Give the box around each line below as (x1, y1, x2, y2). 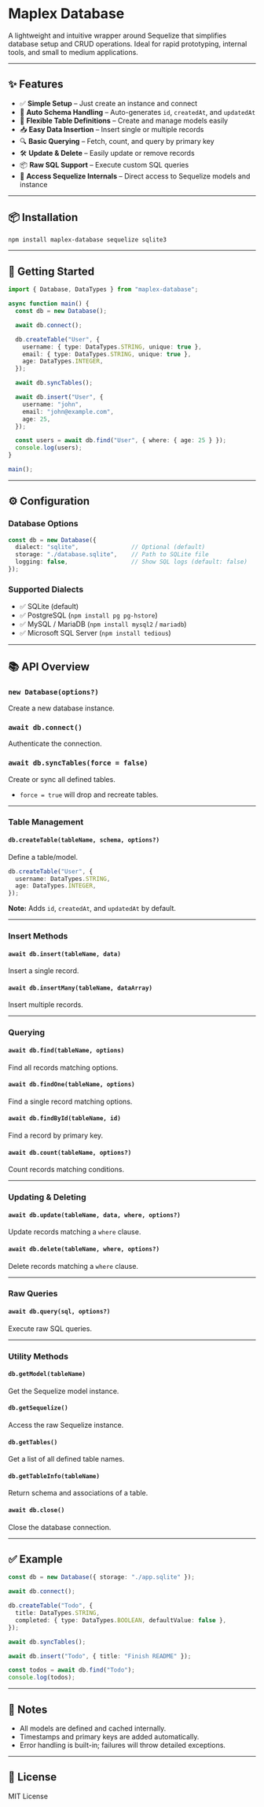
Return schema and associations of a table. (8, 1488, 148, 1498)
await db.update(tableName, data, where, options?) (8, 1211, 181, 1219)
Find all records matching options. (8, 1063, 119, 1072)
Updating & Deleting (8, 1192, 86, 1203)
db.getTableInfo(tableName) (8, 1472, 101, 1480)
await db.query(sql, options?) (8, 1307, 111, 1316)
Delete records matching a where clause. (8, 1261, 139, 1270)
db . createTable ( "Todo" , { (8, 1602, 93, 1610)
